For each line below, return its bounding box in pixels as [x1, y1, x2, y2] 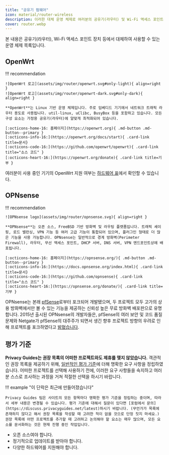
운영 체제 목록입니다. [5, 42, 46, 48]
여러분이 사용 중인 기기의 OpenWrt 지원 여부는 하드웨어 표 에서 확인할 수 [5, 170, 146, 176]
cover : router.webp [5, 21, 46, 27]
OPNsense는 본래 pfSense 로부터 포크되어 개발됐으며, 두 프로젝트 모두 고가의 [5, 298, 157, 305]
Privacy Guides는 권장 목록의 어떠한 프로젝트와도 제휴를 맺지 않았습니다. [5, 355, 148, 361]
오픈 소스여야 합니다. [12, 431, 53, 437]
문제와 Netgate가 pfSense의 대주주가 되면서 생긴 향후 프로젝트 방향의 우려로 [5, 318, 156, 324]
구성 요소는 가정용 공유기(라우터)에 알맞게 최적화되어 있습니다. [5, 116, 119, 121]
